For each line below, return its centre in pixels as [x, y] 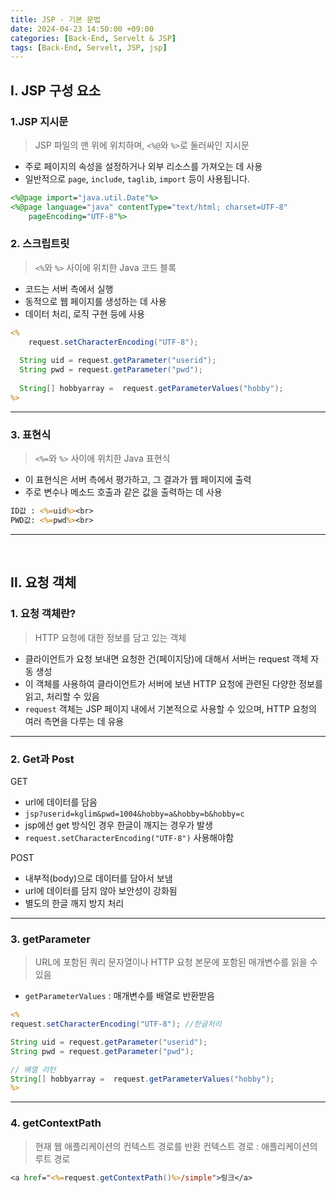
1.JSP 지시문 [39, 121]
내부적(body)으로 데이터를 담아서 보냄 [98, 878]
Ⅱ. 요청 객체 [43, 582]
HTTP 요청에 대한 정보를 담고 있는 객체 [110, 637]
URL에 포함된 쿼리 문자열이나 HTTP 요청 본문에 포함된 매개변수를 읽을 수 [176, 962]
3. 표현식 [31, 434]
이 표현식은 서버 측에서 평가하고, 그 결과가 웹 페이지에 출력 [138, 480]
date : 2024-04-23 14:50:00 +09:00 [82, 29]
